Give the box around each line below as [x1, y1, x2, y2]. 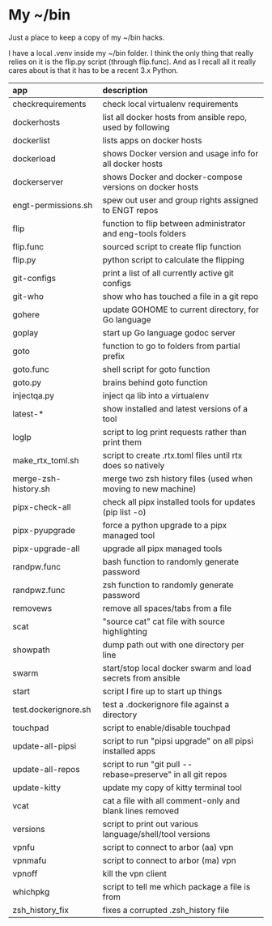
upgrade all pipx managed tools [102, 543, 223, 554]
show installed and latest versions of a [102, 403, 249, 414]
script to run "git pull [102, 758, 181, 770]
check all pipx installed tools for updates [102, 496, 256, 507]
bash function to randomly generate [102, 556, 240, 567]
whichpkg [12, 885, 50, 897]
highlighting [102, 625, 148, 637]
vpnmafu [12, 855, 47, 866]
